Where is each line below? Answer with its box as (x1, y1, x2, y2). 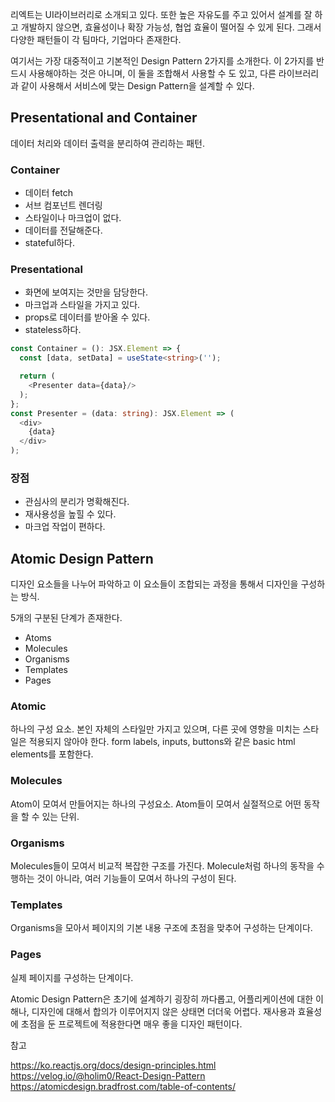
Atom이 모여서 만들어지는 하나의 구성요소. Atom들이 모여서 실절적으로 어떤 (10, 798, 302, 810)
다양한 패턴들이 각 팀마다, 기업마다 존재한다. (10, 34, 182, 45)
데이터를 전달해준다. (24, 224, 103, 237)
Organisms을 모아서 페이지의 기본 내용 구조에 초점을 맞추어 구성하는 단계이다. (10, 922, 313, 934)
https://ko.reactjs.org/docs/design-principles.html (10, 1059, 217, 1071)
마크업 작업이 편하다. (24, 521, 106, 533)
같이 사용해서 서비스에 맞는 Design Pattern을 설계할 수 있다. (20, 80, 255, 92)
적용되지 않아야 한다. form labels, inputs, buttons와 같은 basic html (28, 736, 296, 748)
